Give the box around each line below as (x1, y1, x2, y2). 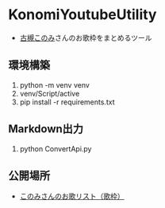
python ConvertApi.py (19, 143, 92, 153)
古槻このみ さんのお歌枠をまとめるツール (19, 33, 152, 42)
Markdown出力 (8, 122, 84, 136)
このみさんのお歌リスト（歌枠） (19, 191, 125, 201)
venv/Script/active (19, 88, 80, 98)
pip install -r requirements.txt (19, 97, 115, 107)
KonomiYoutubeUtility (8, 6, 157, 24)
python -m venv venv (19, 80, 90, 89)
